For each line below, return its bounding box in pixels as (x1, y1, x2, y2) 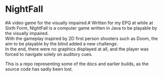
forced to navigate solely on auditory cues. (5, 51, 93, 57)
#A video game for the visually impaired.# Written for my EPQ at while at (5, 20, 153, 26)
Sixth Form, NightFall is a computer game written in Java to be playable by (5, 25, 158, 31)
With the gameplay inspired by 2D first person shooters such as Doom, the (5, 36, 158, 41)
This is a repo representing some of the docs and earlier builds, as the (5, 61, 149, 67)
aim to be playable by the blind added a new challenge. (5, 40, 118, 46)
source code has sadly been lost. (5, 66, 73, 72)
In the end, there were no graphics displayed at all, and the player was (5, 46, 149, 52)
